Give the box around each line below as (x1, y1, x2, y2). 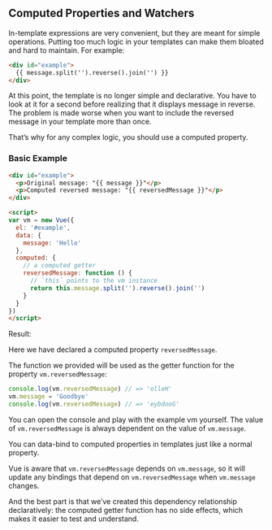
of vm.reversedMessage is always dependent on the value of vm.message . (8, 423, 246, 433)
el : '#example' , (15, 224, 71, 232)
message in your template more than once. (8, 117, 152, 127)
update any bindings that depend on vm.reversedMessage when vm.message (8, 471, 256, 482)
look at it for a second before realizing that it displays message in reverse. (8, 99, 256, 109)
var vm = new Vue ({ (8, 216, 75, 224)
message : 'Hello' (23, 239, 82, 247)
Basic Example (8, 153, 67, 164)
